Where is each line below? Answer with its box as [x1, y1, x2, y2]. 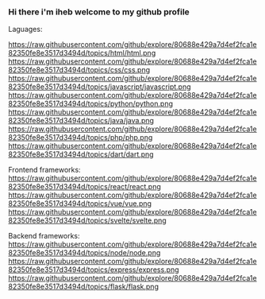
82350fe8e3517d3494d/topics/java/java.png [8, 116, 155, 126]
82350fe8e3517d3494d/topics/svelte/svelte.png [8, 216, 167, 225]
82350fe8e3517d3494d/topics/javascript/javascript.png [8, 82, 192, 91]
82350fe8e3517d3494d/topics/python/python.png [8, 99, 173, 109]
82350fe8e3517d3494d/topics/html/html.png [8, 49, 156, 58]
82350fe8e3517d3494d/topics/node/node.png [8, 248, 161, 258]
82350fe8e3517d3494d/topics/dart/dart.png [8, 149, 154, 159]
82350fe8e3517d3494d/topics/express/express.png [8, 265, 180, 274]
